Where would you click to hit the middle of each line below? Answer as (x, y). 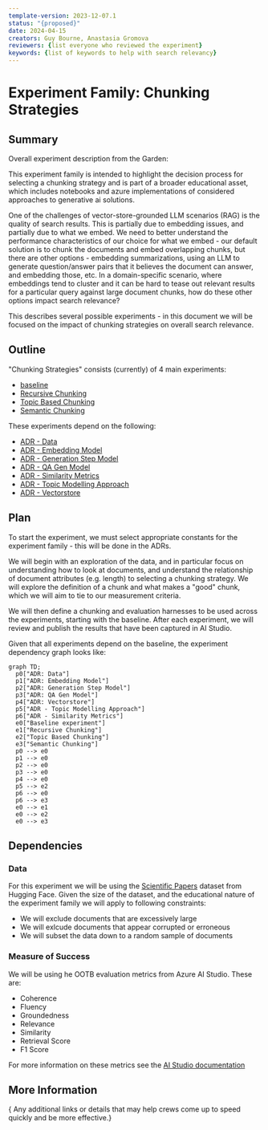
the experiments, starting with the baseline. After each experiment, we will (131, 620)
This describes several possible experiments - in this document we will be (130, 316)
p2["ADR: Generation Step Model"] (73, 688)
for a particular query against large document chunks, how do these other (130, 292)
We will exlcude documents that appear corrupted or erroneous (125, 927)
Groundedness (45, 1015)
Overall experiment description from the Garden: (88, 159)
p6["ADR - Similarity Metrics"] (70, 716)
